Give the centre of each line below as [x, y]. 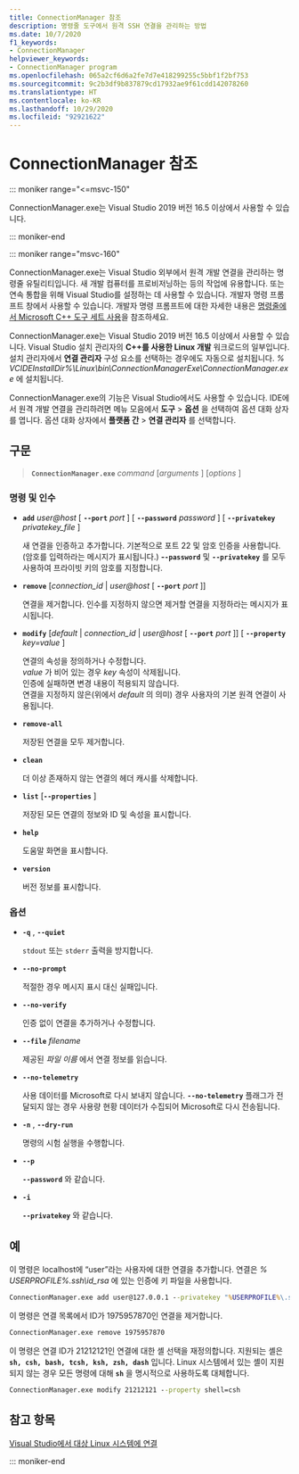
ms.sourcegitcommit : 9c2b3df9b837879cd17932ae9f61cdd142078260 [129, 84]
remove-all [42, 725]
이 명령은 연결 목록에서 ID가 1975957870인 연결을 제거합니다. [116, 1316]
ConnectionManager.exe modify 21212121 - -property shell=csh [125, 1390]
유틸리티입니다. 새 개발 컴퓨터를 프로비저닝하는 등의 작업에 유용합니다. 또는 [155, 284]
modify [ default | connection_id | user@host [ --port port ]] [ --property [154, 633]
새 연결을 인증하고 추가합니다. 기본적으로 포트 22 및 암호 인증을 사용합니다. [151, 546]
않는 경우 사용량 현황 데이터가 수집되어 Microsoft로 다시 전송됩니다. [163, 1106]
